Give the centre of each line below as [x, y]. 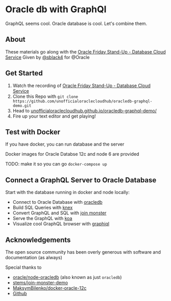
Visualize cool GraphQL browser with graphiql [61, 224]
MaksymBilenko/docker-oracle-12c [50, 288]
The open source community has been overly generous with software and [83, 252]
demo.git [22, 105]
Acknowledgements [38, 240]
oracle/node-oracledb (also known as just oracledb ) [67, 277]
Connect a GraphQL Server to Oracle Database [81, 180]
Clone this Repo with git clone [45, 96]
